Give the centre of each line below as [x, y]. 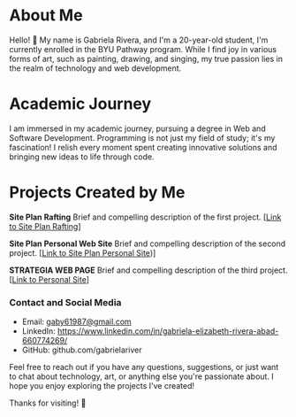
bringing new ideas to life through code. [82, 157]
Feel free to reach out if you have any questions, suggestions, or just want [144, 367]
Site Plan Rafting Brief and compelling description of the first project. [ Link [145, 217]
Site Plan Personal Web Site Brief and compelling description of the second [148, 243]
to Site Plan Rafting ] [45, 226]
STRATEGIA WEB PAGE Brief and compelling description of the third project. [148, 270]
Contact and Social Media [65, 302]
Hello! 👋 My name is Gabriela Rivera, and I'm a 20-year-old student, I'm [139, 40]
